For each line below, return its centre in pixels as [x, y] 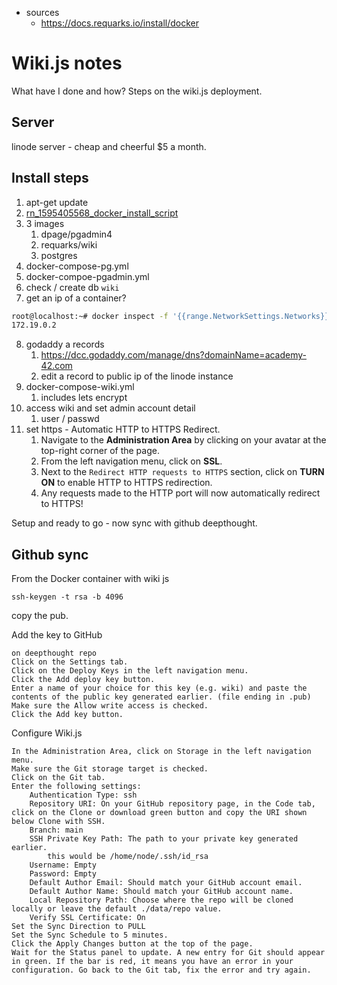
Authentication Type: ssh [83, 795]
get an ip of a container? [76, 298]
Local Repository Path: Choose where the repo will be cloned [161, 900]
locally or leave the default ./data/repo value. [117, 909]
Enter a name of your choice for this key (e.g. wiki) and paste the [159, 688]
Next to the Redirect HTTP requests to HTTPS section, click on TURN [182, 472]
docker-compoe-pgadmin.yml [87, 276]
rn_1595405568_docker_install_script [102, 213]
